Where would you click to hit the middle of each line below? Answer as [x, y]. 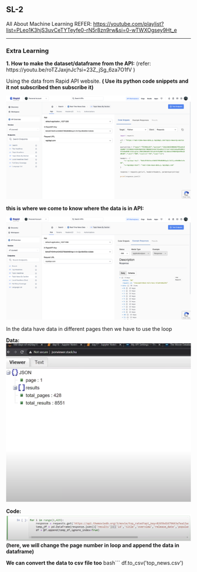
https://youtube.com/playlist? [128, 23]
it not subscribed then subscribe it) [50, 87]
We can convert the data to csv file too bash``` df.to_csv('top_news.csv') [95, 563]
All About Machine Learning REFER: [49, 23]
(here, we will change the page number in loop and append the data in [93, 546]
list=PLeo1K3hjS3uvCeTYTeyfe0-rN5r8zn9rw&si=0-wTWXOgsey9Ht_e [91, 30]
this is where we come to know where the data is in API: [75, 208]
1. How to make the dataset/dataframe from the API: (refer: [79, 63]
